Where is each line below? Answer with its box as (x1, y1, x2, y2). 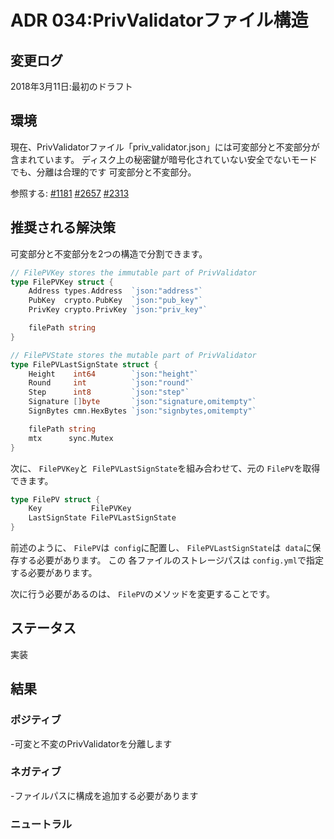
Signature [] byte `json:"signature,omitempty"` (28, 397, 257, 407)
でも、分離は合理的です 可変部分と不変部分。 (10, 166, 197, 178)
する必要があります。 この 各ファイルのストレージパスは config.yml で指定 (18, 554, 324, 566)
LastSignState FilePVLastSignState (28, 513, 177, 523)
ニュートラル (10, 817, 73, 831)
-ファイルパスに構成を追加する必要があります (10, 789, 199, 801)
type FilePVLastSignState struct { (10, 359, 159, 370)
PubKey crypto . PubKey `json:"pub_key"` (28, 296, 203, 306)
